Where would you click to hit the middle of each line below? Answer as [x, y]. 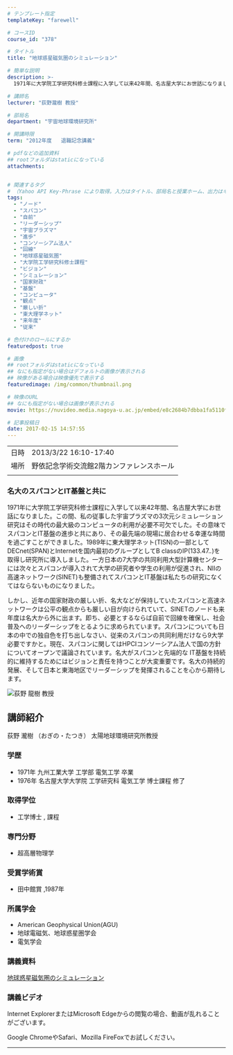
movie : [17, 410]
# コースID [21, 33]
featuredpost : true [35, 346]
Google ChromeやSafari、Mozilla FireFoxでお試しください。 [93, 1038]
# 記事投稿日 [23, 422]
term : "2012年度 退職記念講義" [51, 141]
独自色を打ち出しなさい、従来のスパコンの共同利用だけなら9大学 [130, 635]
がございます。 [28, 1022]
